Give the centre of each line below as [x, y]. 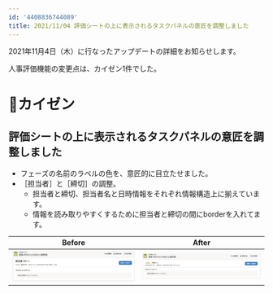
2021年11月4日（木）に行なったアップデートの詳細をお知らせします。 [125, 51]
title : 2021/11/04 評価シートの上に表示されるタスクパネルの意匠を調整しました [129, 26]
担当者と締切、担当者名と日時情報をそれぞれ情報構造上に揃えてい [143, 193]
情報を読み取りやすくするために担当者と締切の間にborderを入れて [143, 214]
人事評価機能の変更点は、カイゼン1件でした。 [84, 68]
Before [74, 243]
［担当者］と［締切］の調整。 [70, 183]
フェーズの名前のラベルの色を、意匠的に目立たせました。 [116, 173]
